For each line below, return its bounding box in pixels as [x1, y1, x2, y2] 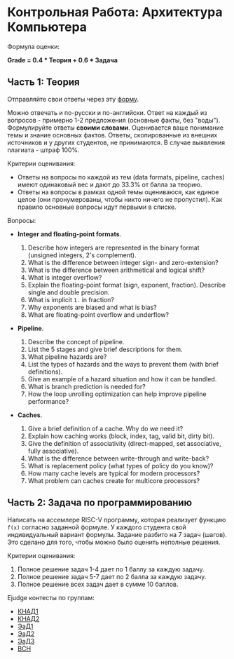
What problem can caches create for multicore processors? [27, 476, 200, 484]
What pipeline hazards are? [27, 352, 107, 361]
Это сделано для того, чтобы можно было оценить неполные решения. [7, 538, 221, 546]
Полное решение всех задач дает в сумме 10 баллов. [17, 580, 179, 588]
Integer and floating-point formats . [17, 229, 122, 238]
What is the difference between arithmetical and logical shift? [27, 266, 205, 274]
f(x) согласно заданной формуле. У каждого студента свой [7, 523, 187, 531]
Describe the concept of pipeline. [27, 337, 125, 346]
